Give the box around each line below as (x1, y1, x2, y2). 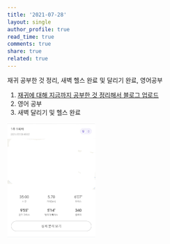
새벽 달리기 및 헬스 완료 (17, 108, 82, 116)
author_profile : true (7, 26, 70, 33)
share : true (7, 48, 42, 55)
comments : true (7, 40, 52, 48)
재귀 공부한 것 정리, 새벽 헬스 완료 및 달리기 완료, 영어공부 (7, 76, 163, 84)
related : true (7, 56, 49, 63)
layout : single (7, 18, 52, 26)
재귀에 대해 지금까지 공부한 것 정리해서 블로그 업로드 (17, 90, 159, 99)
